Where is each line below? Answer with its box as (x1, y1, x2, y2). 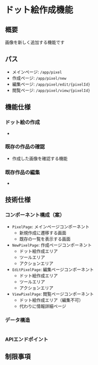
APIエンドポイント (5, 336, 49, 342)
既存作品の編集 (5, 169, 40, 176)
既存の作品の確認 (5, 143, 45, 150)
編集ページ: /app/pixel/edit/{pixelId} (12, 81, 91, 87)
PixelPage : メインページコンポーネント (12, 224, 90, 229)
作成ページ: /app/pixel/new (12, 75, 66, 81)
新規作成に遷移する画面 (19, 229, 66, 235)
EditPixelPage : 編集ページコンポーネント (12, 266, 94, 272)
